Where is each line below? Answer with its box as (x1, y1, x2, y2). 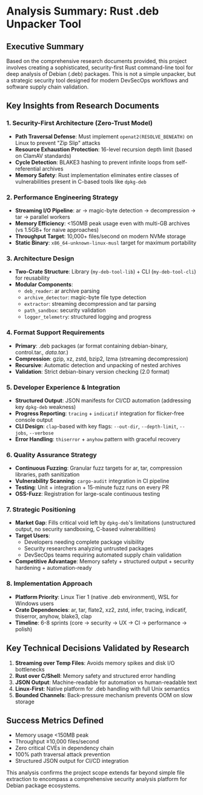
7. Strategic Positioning (6, 506, 76, 514)
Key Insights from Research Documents (6, 101, 159, 111)
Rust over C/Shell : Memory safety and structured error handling (15, 672, 176, 679)
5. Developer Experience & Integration (6, 383, 121, 391)
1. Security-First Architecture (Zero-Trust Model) (6, 119, 153, 127)
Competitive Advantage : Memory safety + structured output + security (15, 558, 195, 565)
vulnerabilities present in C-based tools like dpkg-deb (15, 178, 147, 185)
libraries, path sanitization (15, 471, 80, 478)
